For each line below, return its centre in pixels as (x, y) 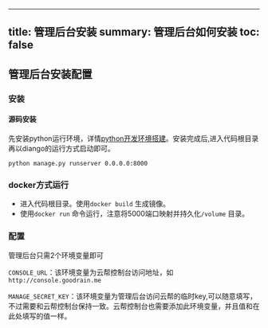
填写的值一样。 (47, 316)
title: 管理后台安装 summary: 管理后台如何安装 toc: (134, 32)
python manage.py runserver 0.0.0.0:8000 (78, 163)
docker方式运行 (39, 185)
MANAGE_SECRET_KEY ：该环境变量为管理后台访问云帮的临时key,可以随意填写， (133, 296)
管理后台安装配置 (50, 74)
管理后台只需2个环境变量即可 (56, 255)
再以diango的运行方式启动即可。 (62, 148)
